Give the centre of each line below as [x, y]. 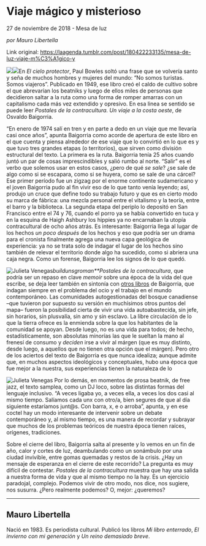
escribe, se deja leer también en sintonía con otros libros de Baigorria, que [100, 284]
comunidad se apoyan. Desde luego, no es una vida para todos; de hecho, [100, 329]
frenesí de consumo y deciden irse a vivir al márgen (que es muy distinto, [99, 342]
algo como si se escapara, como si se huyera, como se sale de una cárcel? [101, 174]
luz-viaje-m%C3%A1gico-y [41, 58]
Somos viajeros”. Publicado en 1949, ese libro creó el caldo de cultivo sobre [102, 84]
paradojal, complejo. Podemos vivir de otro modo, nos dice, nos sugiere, [98, 483]
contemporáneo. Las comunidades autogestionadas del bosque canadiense [102, 297]
